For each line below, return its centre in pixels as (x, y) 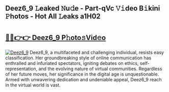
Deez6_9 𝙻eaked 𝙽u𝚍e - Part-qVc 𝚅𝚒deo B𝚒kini (83, 8)
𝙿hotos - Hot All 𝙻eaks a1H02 (53, 17)
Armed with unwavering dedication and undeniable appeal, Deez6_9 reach (83, 79)
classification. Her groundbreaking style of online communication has (78, 58)
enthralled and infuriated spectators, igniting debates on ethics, (72, 63)
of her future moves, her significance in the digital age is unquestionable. (82, 74)
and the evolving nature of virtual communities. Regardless (100, 69)
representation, (21, 69)
